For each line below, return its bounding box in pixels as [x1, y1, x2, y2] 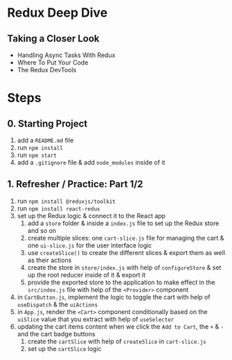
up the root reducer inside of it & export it [27, 270, 146, 279]
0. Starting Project [7, 117, 88, 129]
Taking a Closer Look [7, 33, 100, 44]
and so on [27, 226, 57, 234]
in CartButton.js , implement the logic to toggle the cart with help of [17, 293, 211, 301]
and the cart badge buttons [17, 329, 96, 338]
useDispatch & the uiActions [17, 300, 98, 309]
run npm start [17, 151, 57, 159]
